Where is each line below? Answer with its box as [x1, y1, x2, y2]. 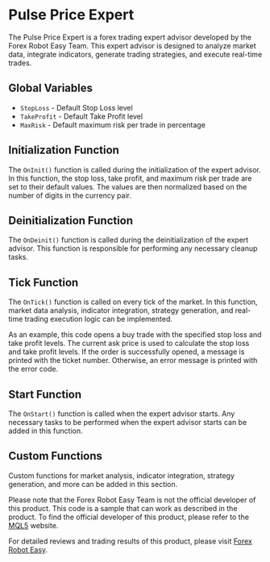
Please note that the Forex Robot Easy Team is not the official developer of [8, 494, 256, 505]
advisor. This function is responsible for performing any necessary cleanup [8, 244, 258, 253]
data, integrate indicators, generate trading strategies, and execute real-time [8, 49, 263, 59]
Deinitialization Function [8, 214, 134, 227]
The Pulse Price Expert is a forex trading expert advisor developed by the [8, 32, 252, 42]
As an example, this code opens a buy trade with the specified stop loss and [8, 330, 262, 339]
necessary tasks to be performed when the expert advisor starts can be [8, 418, 247, 427]
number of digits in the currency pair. [8, 190, 131, 200]
